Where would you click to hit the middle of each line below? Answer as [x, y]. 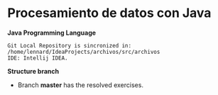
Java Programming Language [52, 33]
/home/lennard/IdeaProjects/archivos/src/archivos [84, 52]
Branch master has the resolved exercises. [81, 85]
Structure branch [33, 71]
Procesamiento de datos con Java [109, 13]
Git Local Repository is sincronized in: [70, 45]
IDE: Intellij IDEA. [38, 58]
